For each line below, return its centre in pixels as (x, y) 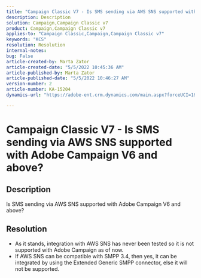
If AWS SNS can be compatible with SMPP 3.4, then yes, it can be (96, 256)
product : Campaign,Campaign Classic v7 (56, 28)
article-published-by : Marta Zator (51, 73)
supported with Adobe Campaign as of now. (69, 250)
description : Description (38, 17)
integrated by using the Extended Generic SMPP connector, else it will (101, 262)
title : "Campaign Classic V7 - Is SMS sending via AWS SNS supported (95, 12)
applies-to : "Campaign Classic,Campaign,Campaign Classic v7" (85, 34)
